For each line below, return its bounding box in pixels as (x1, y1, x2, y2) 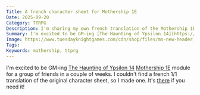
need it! (6, 83, 25, 90)
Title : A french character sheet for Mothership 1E (6, 8, 137, 15)
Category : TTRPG (6, 20, 46, 26)
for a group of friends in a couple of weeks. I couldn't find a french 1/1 (6, 70, 177, 78)
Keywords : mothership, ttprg (6, 48, 79, 54)
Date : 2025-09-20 (6, 14, 49, 20)
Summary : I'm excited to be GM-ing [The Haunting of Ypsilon (6, 31, 161, 37)
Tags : (6, 42, 20, 48)
